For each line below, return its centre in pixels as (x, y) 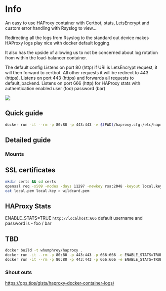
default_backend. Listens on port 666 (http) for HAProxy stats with (73, 83)
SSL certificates (30, 170)
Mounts (15, 154)
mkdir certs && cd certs (31, 182)
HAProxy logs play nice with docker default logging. (58, 43)
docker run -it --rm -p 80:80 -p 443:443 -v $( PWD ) (59, 125)
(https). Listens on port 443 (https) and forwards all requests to (70, 78)
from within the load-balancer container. (46, 57)
